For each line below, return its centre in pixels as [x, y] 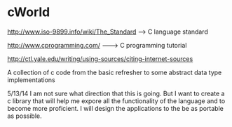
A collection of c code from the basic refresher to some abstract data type [115, 72]
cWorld [29, 12]
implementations [32, 80]
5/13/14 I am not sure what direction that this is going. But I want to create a [116, 93]
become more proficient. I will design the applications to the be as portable [116, 108]
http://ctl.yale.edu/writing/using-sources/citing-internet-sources [100, 59]
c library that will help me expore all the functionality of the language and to [116, 101]
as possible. [25, 116]
